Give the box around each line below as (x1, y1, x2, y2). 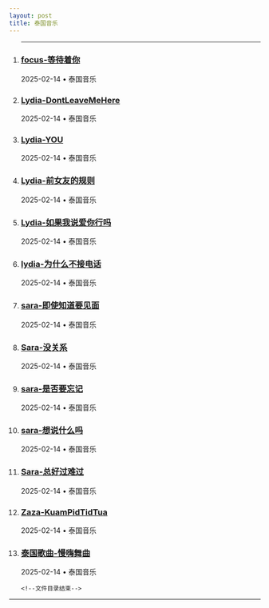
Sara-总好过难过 (20, 467, 85, 478)
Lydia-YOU (20, 134, 64, 145)
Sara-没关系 (20, 341, 68, 352)
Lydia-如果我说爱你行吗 (20, 217, 112, 228)
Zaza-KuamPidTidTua (20, 507, 108, 518)
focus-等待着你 (20, 54, 81, 66)
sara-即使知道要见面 (20, 300, 100, 312)
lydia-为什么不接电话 (20, 258, 102, 269)
